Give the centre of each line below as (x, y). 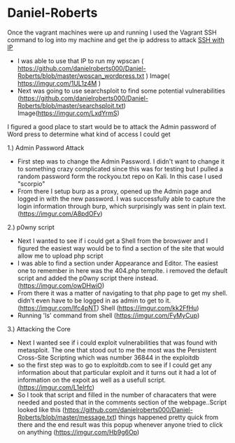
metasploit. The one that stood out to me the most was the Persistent (117, 350)
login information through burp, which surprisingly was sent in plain (114, 206)
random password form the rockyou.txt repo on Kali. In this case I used (120, 176)
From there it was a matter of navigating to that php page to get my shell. (122, 293)
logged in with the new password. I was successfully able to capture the (121, 199)
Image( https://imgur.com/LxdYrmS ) (69, 113)
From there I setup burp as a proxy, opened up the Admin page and (114, 191)
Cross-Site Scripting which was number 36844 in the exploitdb (108, 357)
